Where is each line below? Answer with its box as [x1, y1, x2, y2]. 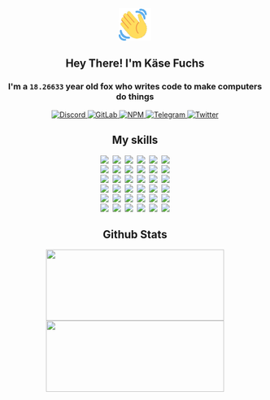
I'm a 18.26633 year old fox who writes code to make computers [7, 81, 263, 93]
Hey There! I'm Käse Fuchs [65, 57, 205, 71]
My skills [111, 133, 159, 147]
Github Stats [102, 228, 168, 241]
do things [115, 91, 155, 102]
